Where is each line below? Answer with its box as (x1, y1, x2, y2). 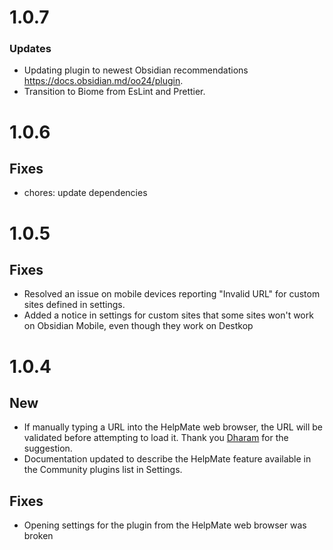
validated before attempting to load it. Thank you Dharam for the (23, 432, 289, 444)
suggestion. (23, 442, 73, 455)
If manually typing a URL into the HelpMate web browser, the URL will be (23, 421, 323, 433)
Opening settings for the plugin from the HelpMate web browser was (23, 519, 307, 531)
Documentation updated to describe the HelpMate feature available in (23, 453, 312, 465)
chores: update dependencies (23, 187, 148, 199)
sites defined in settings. (23, 299, 126, 311)
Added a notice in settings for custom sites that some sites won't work (23, 309, 314, 321)
